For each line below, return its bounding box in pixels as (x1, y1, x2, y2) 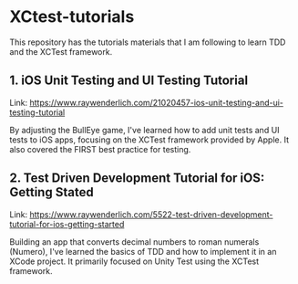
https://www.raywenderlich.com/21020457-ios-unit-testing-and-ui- (29, 97, 284, 108)
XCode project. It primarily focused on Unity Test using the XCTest (9, 256, 260, 267)
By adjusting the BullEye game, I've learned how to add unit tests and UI (9, 124, 280, 135)
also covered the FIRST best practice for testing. (9, 143, 191, 154)
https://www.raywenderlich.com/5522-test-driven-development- (29, 208, 273, 220)
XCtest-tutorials (9, 6, 135, 27)
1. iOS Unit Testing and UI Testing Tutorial (9, 73, 249, 89)
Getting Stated (9, 184, 94, 200)
